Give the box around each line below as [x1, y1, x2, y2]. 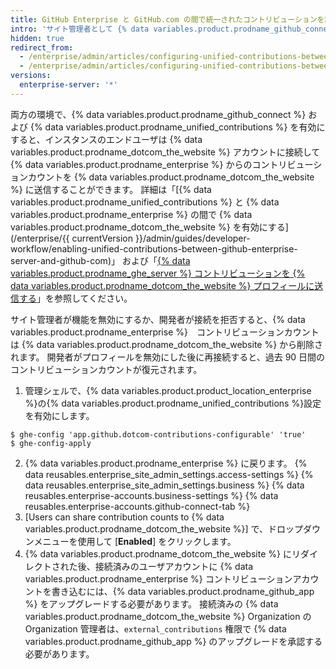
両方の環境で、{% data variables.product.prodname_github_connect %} [10, 108, 307, 120]
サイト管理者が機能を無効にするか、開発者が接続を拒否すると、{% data [10, 313, 306, 325]
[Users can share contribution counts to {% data [24, 511, 225, 523]
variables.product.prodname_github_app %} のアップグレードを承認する [24, 635, 323, 647]
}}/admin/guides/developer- [134, 232, 251, 244]
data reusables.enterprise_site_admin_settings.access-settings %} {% [24, 468, 314, 480]
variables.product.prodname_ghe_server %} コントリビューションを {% [10, 267, 306, 279]
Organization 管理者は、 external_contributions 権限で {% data [24, 622, 287, 635]
